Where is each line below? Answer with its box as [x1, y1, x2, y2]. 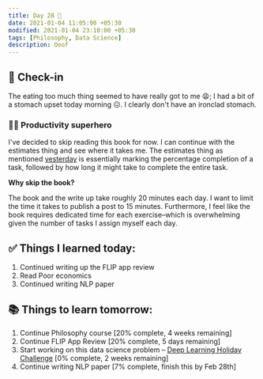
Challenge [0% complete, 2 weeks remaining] [19, 353, 169, 362]
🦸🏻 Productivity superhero [8, 119, 112, 131]
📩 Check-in [8, 70, 64, 84]
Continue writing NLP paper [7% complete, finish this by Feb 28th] [19, 362, 237, 371]
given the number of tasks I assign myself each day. [8, 218, 178, 228]
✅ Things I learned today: [8, 241, 136, 255]
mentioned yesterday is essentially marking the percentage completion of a [8, 154, 254, 164]
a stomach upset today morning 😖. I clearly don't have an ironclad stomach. [8, 100, 257, 109]
